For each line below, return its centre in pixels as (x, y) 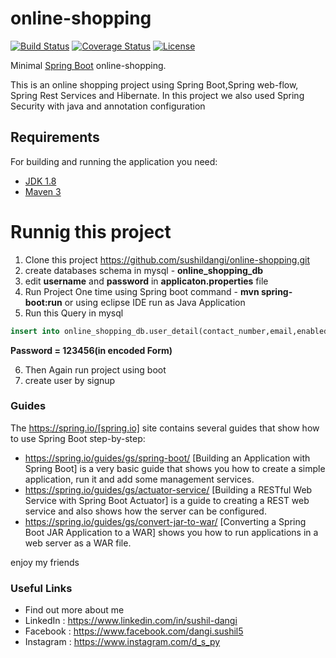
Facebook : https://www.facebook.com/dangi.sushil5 (134, 631)
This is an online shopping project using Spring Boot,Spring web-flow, (154, 84)
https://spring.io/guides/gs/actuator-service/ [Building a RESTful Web (168, 489)
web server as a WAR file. (78, 543)
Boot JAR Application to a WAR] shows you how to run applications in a (171, 532)
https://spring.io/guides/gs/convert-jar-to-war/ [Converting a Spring (165, 521)
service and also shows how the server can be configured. (145, 511)
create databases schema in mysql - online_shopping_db (144, 270)
